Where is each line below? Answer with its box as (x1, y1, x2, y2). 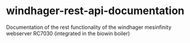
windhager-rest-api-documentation (6, 4, 185, 18)
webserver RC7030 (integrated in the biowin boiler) (6, 29, 130, 37)
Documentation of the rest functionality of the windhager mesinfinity (6, 24, 172, 31)
